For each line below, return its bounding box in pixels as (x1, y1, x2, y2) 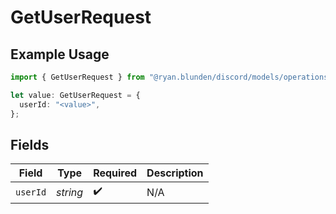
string (56, 185, 84, 199)
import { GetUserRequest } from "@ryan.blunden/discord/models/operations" (10, 72, 333, 82)
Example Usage (10, 46, 110, 63)
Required (93, 166, 138, 180)
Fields (10, 136, 50, 153)
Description (146, 166, 204, 180)
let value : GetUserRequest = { (10, 90, 141, 100)
